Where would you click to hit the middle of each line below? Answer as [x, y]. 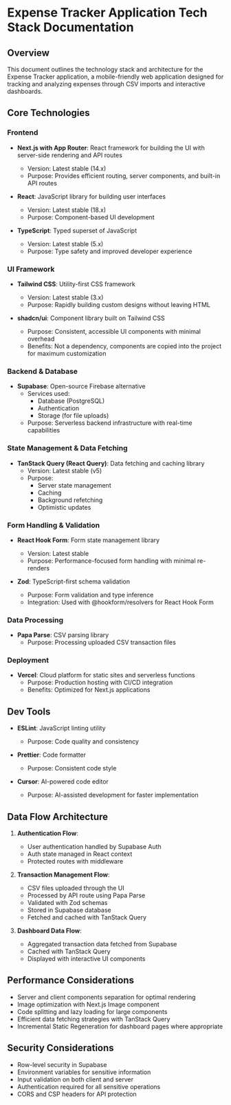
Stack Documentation [70, 27]
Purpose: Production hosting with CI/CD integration [100, 683]
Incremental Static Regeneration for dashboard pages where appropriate [120, 1026]
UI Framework [31, 269]
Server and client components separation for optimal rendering [106, 997]
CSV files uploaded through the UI [76, 888]
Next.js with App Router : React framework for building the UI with [111, 148]
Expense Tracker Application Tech [107, 13]
